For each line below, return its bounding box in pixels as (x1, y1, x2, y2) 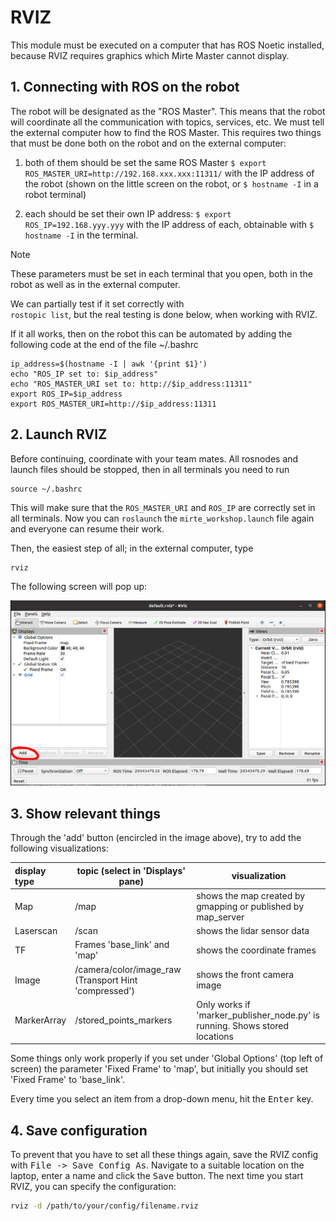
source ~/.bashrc (10, 484, 83, 494)
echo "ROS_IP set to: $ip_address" (10, 369, 159, 379)
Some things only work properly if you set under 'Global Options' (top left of (10, 1052, 324, 1065)
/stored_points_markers (74, 1014, 173, 1026)
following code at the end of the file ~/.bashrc (10, 338, 199, 350)
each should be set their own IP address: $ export (24, 207, 232, 220)
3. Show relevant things (10, 805, 161, 822)
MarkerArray (14, 1014, 67, 1026)
